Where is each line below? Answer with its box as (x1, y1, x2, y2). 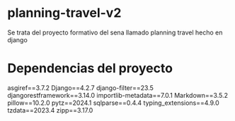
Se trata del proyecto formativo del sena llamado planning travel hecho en (7, 28, 223, 37)
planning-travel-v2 (7, 5, 122, 21)
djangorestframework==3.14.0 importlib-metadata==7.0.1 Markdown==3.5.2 (7, 91, 229, 99)
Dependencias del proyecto (7, 60, 173, 77)
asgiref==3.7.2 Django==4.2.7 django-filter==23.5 (7, 83, 154, 92)
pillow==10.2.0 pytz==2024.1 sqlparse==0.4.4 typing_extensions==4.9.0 (7, 98, 219, 107)
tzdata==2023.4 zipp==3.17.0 (7, 106, 93, 114)
